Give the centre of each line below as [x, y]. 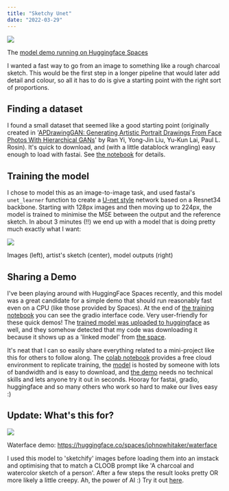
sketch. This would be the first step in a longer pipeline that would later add [113, 73]
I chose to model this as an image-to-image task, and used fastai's [101, 193]
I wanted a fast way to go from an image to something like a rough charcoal [114, 65]
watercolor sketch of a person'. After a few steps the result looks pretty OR [113, 472]
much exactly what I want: [44, 229]
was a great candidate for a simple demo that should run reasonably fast [110, 300]
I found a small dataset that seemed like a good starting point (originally [108, 125]
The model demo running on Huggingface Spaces [78, 52]
